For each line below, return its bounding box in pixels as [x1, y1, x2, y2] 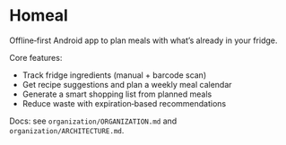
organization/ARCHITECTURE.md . [9, 124, 125, 135]
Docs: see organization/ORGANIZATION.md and [9, 115, 178, 126]
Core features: [9, 52, 63, 63]
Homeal [9, 5, 69, 26]
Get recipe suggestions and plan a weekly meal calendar [22, 79, 232, 90]
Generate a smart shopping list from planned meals [22, 89, 212, 99]
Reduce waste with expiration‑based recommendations [22, 98, 227, 108]
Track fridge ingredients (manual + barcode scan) [22, 69, 207, 81]
